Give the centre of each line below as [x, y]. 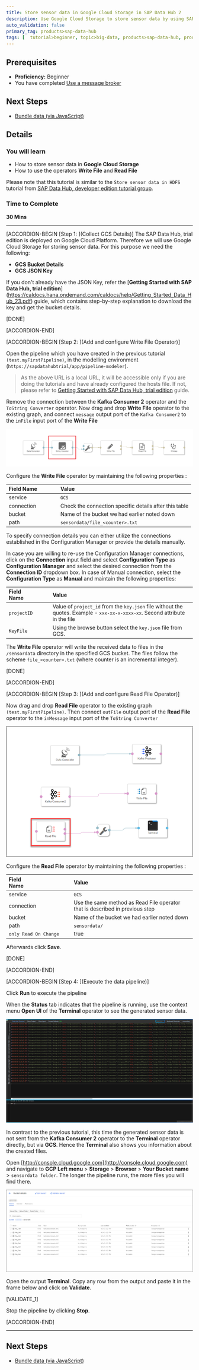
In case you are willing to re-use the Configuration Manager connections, [95, 553]
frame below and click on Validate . [49, 1287]
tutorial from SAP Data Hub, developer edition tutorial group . [80, 188]
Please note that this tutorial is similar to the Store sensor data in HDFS [93, 182]
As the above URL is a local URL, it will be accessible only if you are [103, 378]
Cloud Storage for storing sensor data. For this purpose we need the [89, 246]
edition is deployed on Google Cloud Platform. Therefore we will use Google [99, 240]
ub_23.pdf [19, 301]
